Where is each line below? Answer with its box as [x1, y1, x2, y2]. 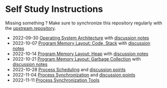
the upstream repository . [5, 25, 56, 31]
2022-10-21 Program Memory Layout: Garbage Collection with [12, 56, 141, 62]
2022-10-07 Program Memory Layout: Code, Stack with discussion [12, 40, 151, 46]
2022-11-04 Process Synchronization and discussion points [12, 72, 135, 78]
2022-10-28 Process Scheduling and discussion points [12, 66, 126, 73]
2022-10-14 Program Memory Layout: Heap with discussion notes [12, 51, 148, 57]
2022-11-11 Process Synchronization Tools [12, 77, 100, 83]
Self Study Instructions [5, 3, 103, 15]
